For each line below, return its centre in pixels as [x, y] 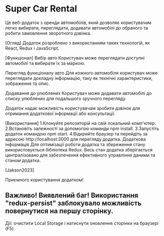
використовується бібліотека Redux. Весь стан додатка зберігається [79, 149]
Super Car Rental [41, 9]
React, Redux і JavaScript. [32, 48]
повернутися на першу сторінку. [59, 211]
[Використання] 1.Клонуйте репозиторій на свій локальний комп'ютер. [81, 123]
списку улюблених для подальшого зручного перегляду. [66, 98]
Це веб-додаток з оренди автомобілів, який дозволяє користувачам [78, 22]
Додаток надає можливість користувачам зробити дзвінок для [73, 108]
